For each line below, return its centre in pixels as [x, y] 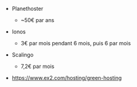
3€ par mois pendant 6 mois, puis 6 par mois [76, 43]
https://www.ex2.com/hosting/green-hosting [67, 78]
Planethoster [27, 9]
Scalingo [23, 55]
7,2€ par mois [38, 66]
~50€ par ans [38, 20]
